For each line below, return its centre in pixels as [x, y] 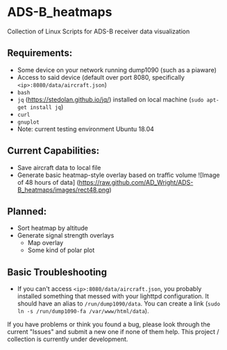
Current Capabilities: [53, 151]
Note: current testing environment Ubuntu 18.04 [86, 128]
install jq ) [47, 107]
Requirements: [40, 53]
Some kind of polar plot [61, 250]
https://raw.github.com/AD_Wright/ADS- [136, 182]
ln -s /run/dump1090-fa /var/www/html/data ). [83, 311]
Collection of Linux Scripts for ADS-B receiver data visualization [99, 31]
